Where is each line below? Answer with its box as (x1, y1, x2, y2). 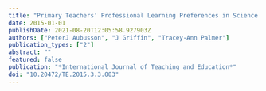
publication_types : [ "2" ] (8, 41, 94, 49)
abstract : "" (8, 48, 52, 56)
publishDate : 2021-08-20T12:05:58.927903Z (8, 26, 151, 34)
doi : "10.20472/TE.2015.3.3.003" (8, 70, 119, 78)
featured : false (8, 56, 62, 64)
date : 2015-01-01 (8, 19, 66, 27)
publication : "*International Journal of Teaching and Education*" (8, 63, 237, 71)
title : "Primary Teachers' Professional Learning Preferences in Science (8, 11, 259, 20)
